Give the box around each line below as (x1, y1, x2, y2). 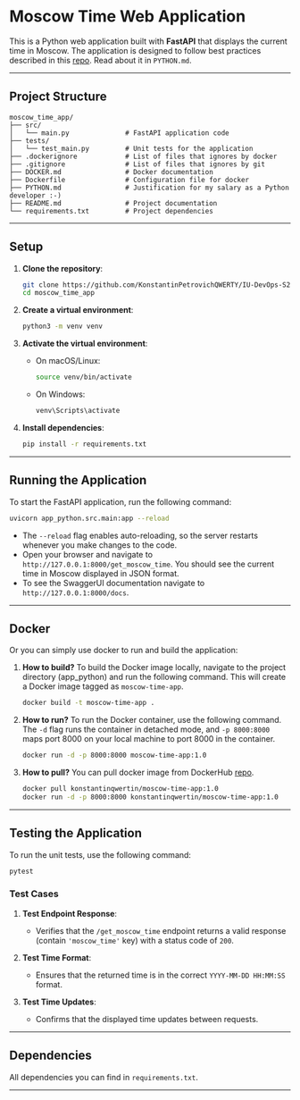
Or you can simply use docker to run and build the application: (9, 645, 238, 656)
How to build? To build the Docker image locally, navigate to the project (21, 662, 287, 673)
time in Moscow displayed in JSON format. (21, 567, 180, 578)
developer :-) (9, 190, 62, 200)
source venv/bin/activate (35, 373, 132, 382)
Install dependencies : (21, 422, 104, 432)
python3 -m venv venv (21, 322, 104, 332)
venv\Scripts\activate (35, 407, 121, 416)
